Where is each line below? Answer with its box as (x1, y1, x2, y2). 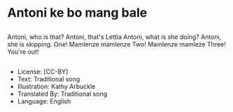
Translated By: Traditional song (17, 89, 108, 98)
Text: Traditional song (17, 74, 80, 83)
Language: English (17, 97, 71, 105)
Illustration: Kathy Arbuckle (17, 82, 96, 90)
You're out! (7, 47, 39, 56)
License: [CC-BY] (17, 67, 69, 76)
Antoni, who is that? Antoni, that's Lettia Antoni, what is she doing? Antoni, (7, 33, 222, 41)
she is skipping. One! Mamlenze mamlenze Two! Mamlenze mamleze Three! (7, 40, 226, 48)
